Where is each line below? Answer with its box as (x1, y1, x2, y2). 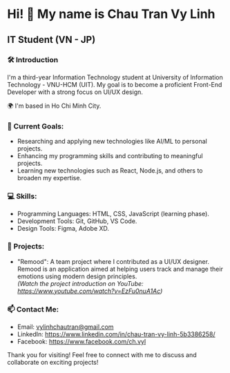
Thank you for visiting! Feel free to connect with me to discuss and (7, 351, 197, 359)
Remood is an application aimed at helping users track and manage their (17, 265, 223, 273)
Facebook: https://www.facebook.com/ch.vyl (17, 338, 146, 346)
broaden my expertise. (17, 174, 82, 182)
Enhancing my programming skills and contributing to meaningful (17, 152, 203, 160)
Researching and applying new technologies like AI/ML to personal (17, 137, 207, 146)
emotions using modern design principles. (17, 272, 137, 280)
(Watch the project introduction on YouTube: (17, 279, 144, 287)
